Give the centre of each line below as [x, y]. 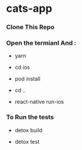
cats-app [29, 9]
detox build [29, 130]
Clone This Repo [30, 27]
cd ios [22, 68]
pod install [27, 79]
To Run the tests [30, 117]
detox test [27, 142]
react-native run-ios [39, 102]
